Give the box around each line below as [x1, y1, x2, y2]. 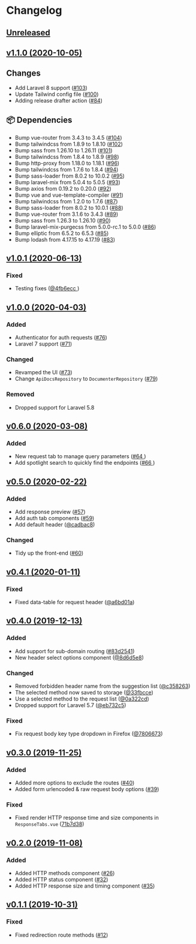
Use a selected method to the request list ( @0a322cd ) [14, 695, 150, 702]
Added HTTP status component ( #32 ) [14, 876, 108, 883]
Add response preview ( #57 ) [14, 508, 86, 515]
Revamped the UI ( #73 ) [14, 369, 73, 376]
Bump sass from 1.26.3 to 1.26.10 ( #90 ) [14, 217, 111, 224]
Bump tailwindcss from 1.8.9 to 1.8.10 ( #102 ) [14, 140, 123, 148]
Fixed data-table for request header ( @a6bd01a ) [14, 598, 135, 606]
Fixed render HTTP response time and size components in [14, 814, 159, 822]
